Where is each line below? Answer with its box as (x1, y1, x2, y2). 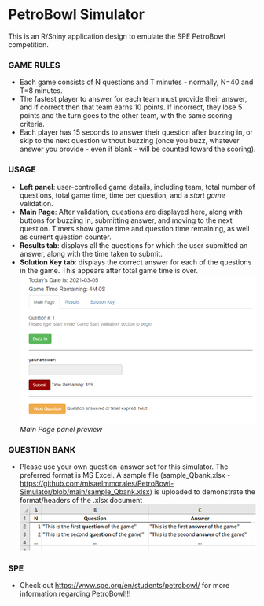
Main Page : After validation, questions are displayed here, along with (19, 207, 243, 216)
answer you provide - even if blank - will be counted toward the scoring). (19, 144, 256, 154)
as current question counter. (19, 232, 112, 242)
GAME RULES (8, 59, 60, 70)
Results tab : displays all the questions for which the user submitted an (19, 240, 248, 249)
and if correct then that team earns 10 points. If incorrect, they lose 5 (19, 102, 243, 112)
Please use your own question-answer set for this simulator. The (19, 462, 229, 471)
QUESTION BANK (8, 444, 76, 455)
